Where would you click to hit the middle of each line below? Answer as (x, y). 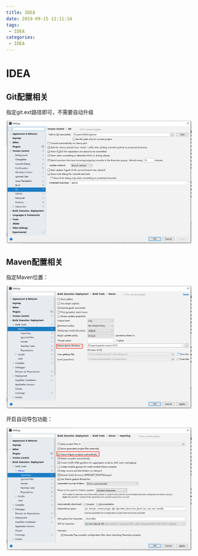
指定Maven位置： (27, 277)
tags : (13, 25)
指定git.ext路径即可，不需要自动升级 (50, 112)
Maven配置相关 (34, 262)
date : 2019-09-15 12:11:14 (39, 19)
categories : (21, 38)
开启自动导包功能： (29, 419)
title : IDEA (21, 12)
